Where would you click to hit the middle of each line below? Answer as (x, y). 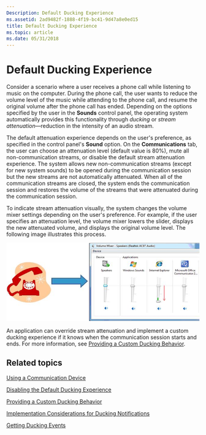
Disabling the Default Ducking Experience (59, 390)
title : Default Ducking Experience (52, 26)
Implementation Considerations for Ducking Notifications (78, 413)
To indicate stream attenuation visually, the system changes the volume (97, 208)
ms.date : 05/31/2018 (33, 39)
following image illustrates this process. (56, 234)
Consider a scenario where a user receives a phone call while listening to (99, 87)
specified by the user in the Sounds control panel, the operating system (97, 113)
